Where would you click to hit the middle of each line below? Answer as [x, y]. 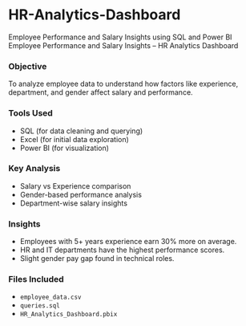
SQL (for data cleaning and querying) [81, 131]
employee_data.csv [50, 297]
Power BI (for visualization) [65, 148]
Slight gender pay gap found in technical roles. [97, 259]
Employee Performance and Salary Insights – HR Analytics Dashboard [123, 45]
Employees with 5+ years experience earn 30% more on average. [128, 242]
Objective [28, 66]
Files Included [36, 279]
